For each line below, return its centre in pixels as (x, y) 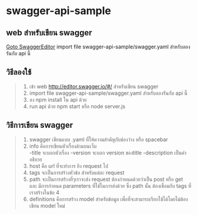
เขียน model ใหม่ (47, 206)
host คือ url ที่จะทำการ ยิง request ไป (69, 166)
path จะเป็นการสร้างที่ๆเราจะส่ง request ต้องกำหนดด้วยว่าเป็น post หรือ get (106, 179)
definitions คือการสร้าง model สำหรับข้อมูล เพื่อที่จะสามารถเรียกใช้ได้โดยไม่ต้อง (108, 199)
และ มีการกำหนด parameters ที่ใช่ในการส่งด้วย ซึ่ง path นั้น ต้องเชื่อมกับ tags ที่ (110, 186)
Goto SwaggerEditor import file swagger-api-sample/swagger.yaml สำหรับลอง (98, 47)
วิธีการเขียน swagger (40, 125)
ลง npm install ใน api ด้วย (58, 100)
